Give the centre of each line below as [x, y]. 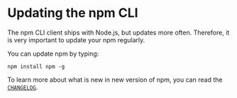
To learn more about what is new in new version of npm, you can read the [115, 80]
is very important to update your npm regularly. [76, 39]
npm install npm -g [36, 66]
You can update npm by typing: [53, 54]
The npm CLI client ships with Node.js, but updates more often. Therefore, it [118, 32]
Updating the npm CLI [73, 13]
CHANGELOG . [23, 87]
